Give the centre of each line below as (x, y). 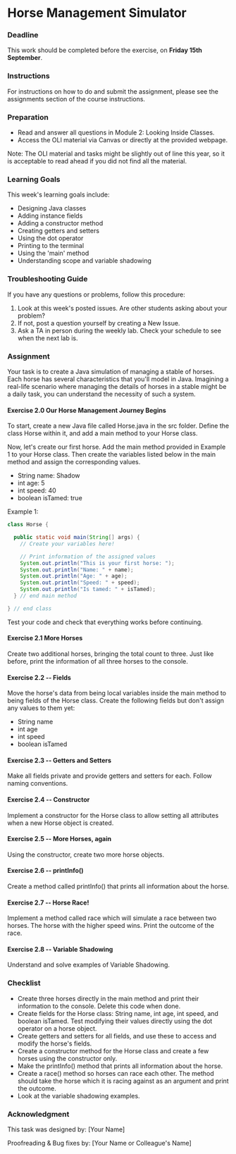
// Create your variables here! (67, 544)
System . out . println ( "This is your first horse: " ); (97, 563)
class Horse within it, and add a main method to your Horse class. (103, 433)
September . (25, 58)
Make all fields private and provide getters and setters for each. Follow (110, 776)
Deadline (23, 35)
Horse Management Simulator (97, 13)
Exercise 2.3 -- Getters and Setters (59, 760)
